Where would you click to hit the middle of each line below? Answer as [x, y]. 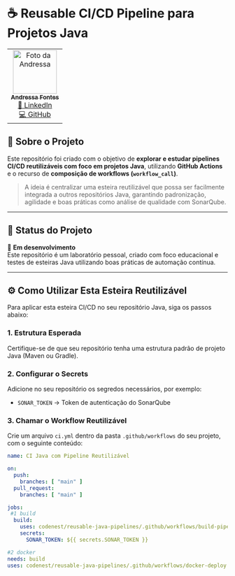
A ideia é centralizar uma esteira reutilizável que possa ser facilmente [124, 187]
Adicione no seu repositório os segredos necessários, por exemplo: [105, 389]
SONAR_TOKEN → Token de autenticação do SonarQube [94, 402]
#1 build [23, 514]
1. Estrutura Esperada [44, 333]
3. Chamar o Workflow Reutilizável [67, 420]
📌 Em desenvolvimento [41, 247]
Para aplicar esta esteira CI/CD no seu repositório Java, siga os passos [109, 308]
